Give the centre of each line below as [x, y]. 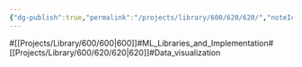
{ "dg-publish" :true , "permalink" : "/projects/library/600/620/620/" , [138, 17]
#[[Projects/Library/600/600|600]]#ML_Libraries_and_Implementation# [142, 43]
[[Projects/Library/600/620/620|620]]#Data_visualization [115, 52]
